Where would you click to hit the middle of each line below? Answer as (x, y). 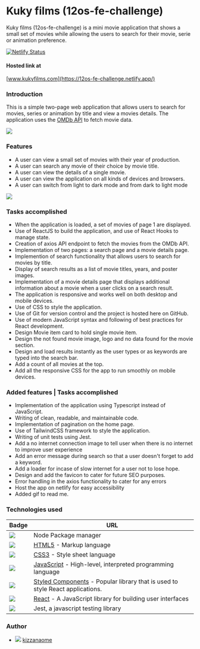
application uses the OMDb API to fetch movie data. (69, 120)
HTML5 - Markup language (72, 545)
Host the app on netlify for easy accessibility (70, 488)
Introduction (24, 94)
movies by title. (33, 263)
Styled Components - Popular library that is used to (106, 582)
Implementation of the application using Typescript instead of (90, 405)
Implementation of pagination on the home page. (75, 425)
